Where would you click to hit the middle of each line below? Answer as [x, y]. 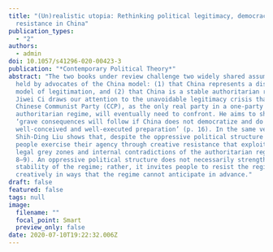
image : [19, 205]
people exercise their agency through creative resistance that [127, 144]
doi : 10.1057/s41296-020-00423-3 [65, 62]
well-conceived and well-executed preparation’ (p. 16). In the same [136, 129]
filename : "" [38, 212]
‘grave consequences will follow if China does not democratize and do [140, 122]
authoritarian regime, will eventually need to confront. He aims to [136, 115]
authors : [23, 46]
